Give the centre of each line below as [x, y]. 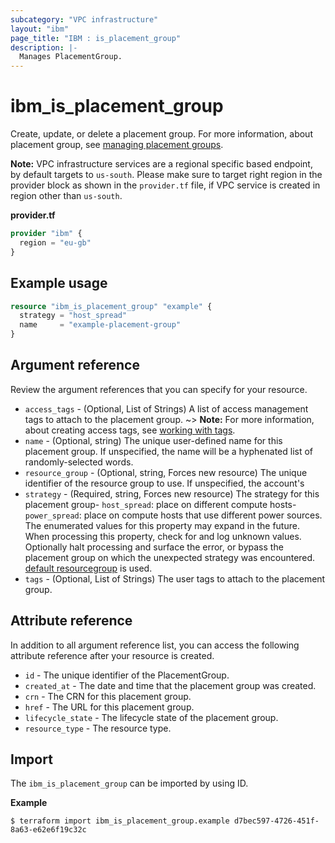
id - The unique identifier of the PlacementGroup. [127, 675]
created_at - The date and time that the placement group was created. [170, 685]
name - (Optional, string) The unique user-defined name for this [153, 440]
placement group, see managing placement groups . [117, 145]
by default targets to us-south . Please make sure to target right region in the [166, 175]
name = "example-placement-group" [100, 325]
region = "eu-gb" [55, 242]
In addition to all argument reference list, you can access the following [155, 645]
